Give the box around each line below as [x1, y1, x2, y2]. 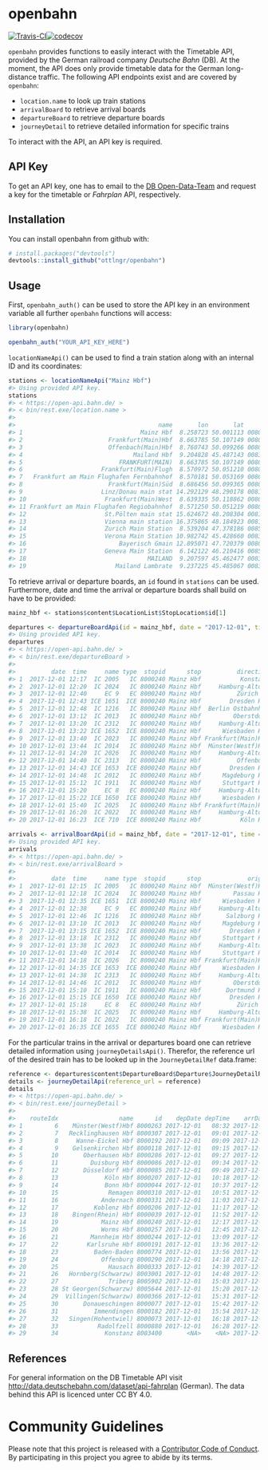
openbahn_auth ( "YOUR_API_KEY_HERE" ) [8, 338, 130, 346]
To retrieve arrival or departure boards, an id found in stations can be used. [8, 576, 259, 586]
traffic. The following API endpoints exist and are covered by [38, 72, 238, 81]
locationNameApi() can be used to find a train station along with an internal [8, 353, 254, 362]
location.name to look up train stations [19, 96, 146, 105]
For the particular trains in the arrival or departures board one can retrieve [8, 1038, 251, 1047]
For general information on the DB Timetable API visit [8, 1373, 183, 1382]
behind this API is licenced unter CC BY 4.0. [8, 1389, 152, 1400]
